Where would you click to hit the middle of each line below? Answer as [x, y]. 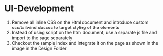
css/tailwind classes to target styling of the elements [65, 27]
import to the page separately [42, 38]
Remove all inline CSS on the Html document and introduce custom [80, 22]
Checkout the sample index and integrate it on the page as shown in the [85, 43]
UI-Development [39, 9]
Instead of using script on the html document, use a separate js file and [84, 32]
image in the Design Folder [39, 48]
